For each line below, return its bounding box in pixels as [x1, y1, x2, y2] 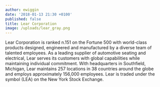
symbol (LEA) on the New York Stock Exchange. [5, 77, 104, 83]
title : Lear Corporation [5, 21, 57, 26]
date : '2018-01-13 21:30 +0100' [5, 12, 72, 17]
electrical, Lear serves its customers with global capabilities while [5, 55, 140, 61]
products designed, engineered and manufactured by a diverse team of [5, 45, 152, 51]
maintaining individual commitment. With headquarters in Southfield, [5, 61, 146, 67]
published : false [5, 16, 41, 21]
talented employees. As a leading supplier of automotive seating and [5, 50, 146, 56]
